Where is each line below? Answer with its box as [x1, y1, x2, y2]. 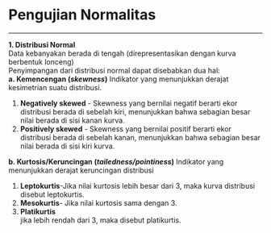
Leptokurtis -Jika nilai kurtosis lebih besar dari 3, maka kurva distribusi [19, 181, 256, 190]
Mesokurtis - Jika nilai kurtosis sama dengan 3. [19, 198, 177, 207]
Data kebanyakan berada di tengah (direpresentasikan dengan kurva [8, 48, 236, 58]
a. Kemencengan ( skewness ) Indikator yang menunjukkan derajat [8, 74, 229, 84]
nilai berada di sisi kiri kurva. [19, 141, 115, 151]
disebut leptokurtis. [19, 189, 85, 199]
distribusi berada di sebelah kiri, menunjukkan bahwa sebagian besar [19, 106, 251, 116]
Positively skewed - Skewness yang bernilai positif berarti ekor [19, 123, 232, 134]
